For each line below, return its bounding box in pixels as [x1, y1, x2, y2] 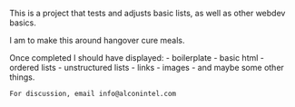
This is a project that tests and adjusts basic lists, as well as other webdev [9, 8, 286, 18]
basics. [9, 17, 36, 28]
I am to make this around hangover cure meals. [9, 35, 185, 45]
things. [9, 72, 35, 83]
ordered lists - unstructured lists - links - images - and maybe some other [9, 63, 284, 73]
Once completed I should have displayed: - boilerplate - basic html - [9, 53, 265, 63]
